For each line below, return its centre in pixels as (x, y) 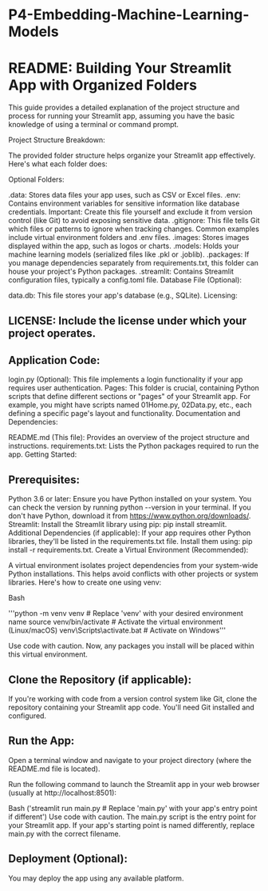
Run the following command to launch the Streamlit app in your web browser (134, 784)
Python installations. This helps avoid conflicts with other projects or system (134, 574)
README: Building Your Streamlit (120, 68)
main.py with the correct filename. (65, 833)
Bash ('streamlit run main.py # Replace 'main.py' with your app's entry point (133, 808)
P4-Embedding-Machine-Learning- (129, 15)
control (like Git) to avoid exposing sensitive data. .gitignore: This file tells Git (134, 221)
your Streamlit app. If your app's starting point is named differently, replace (132, 825)
